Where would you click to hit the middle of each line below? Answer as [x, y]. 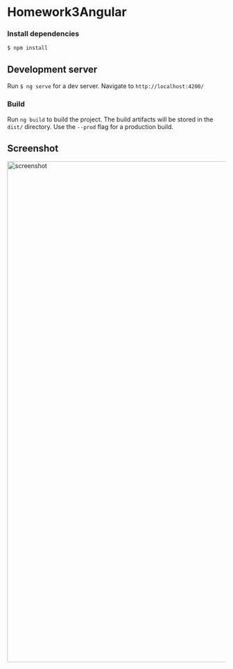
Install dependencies [43, 34]
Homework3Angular [67, 12]
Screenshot [33, 148]
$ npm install [28, 48]
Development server [52, 69]
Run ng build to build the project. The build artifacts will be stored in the [110, 119]
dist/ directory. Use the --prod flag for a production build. [90, 126]
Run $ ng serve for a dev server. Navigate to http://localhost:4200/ [106, 86]
